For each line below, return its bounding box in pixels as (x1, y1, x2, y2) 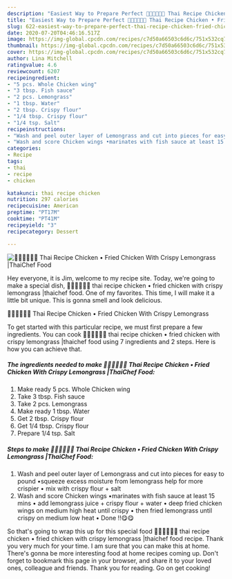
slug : (7, 23, 23, 30)
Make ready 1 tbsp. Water (17, 407, 90, 415)
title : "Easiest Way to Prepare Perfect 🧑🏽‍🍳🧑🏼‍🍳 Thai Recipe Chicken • (7, 17, 215, 23)
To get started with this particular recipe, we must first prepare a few (7, 323, 203, 331)
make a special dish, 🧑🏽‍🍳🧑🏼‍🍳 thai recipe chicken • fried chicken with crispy (7, 281, 223, 289)
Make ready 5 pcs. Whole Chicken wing (17, 385, 130, 394)
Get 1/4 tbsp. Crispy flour (17, 422, 89, 430)
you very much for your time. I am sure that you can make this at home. (7, 542, 211, 550)
